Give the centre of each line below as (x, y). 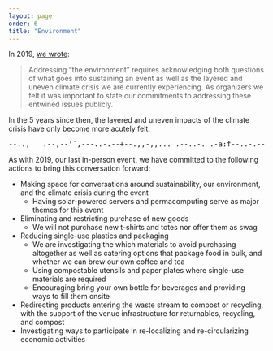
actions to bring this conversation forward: (80, 168)
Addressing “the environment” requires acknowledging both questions (146, 70)
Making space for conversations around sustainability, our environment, (140, 184)
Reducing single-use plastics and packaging (94, 236)
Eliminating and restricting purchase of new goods (104, 219)
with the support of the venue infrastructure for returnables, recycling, (138, 314)
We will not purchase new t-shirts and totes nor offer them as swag (145, 227)
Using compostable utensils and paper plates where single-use (138, 271)
